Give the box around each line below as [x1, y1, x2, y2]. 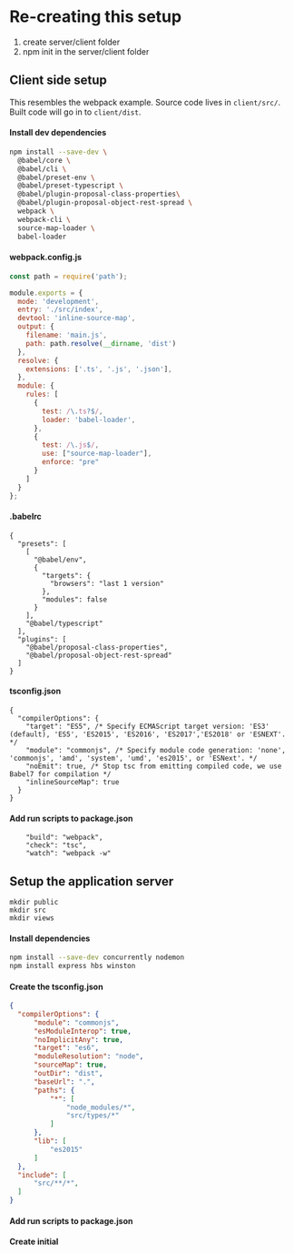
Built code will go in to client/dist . [9, 106, 142, 117]
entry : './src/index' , [17, 305, 103, 315]
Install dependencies [9, 933, 91, 944]
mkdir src [9, 905, 47, 915]
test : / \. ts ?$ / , [42, 407, 103, 416]
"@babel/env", [33, 555, 88, 564]
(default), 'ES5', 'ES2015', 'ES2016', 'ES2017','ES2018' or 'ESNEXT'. [9, 730, 286, 739]
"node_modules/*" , [66, 1103, 136, 1112]
